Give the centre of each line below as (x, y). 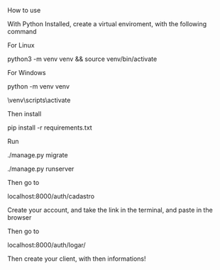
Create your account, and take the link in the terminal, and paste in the (110, 210)
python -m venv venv (38, 86)
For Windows (27, 73)
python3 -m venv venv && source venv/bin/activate (82, 59)
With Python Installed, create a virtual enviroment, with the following (107, 24)
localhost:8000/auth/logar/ (47, 245)
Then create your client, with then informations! (77, 259)
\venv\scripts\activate (39, 100)
